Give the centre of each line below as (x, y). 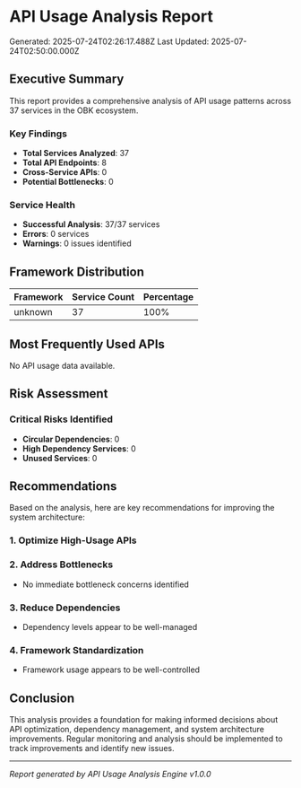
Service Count (103, 297)
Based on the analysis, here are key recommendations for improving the (142, 508)
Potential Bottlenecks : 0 (68, 182)
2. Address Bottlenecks (61, 565)
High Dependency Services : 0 (79, 448)
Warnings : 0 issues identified (77, 243)
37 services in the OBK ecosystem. (74, 110)
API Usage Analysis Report (111, 17)
